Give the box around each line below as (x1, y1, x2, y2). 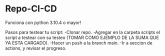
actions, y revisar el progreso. (5, 45, 66, 51)
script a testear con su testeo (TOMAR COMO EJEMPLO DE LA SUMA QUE (5, 34, 159, 40)
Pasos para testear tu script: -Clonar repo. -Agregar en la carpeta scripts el (5, 29, 160, 35)
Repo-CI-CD (5, 3, 57, 14)
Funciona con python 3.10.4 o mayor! (5, 19, 81, 25)
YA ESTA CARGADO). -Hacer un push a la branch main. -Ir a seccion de (5, 39, 152, 45)
